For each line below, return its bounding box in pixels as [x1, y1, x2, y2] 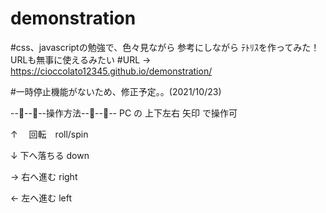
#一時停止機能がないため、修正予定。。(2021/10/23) [10, 85, 222, 97]
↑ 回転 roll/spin [10, 128, 89, 140]
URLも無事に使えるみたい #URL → [10, 53, 152, 66]
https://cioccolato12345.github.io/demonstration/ [10, 65, 213, 77]
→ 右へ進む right [10, 170, 78, 182]
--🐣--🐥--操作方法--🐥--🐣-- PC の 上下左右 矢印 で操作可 [10, 107, 238, 119]
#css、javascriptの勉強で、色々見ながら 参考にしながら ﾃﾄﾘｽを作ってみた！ [10, 41, 320, 53]
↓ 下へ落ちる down [10, 149, 90, 161]
